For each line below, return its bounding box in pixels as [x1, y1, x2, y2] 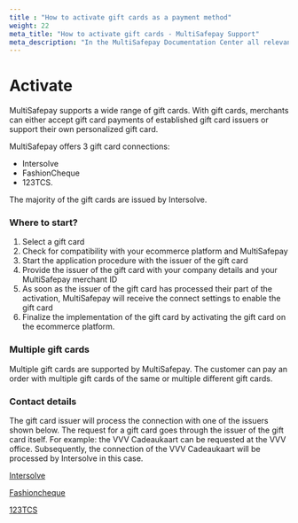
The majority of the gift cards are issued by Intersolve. [9, 194, 208, 205]
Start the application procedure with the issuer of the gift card [21, 255, 248, 266]
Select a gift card [21, 237, 85, 247]
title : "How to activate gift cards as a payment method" [9, 12, 232, 22]
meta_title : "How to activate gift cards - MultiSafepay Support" [9, 29, 260, 38]
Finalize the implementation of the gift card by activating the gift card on [21, 312, 286, 323]
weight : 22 [9, 21, 50, 30]
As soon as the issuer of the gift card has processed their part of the [21, 284, 273, 294]
